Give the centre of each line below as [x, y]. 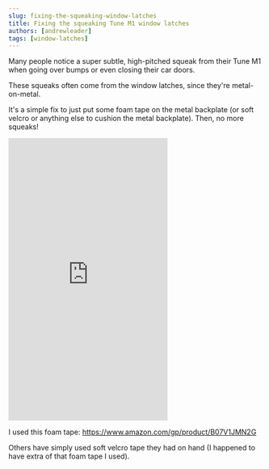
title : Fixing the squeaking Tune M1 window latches [99, 23]
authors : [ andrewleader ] [50, 31]
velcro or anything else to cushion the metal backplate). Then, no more [126, 119]
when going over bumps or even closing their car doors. [102, 70]
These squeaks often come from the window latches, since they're [119, 86]
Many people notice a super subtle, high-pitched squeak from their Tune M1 [134, 61]
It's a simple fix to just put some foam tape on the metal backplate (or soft [131, 110]
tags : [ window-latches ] [48, 38]
